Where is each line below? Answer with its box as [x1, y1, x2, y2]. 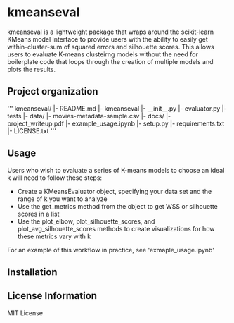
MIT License [7, 308, 44, 317]
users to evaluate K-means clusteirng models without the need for [7, 50, 199, 59]
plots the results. [7, 65, 56, 73]
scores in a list [17, 209, 60, 218]
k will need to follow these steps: [7, 173, 103, 182]
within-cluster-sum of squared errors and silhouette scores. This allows [7, 42, 214, 51]
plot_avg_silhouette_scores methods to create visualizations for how [17, 224, 215, 233]
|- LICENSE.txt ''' [7, 126, 56, 135]
